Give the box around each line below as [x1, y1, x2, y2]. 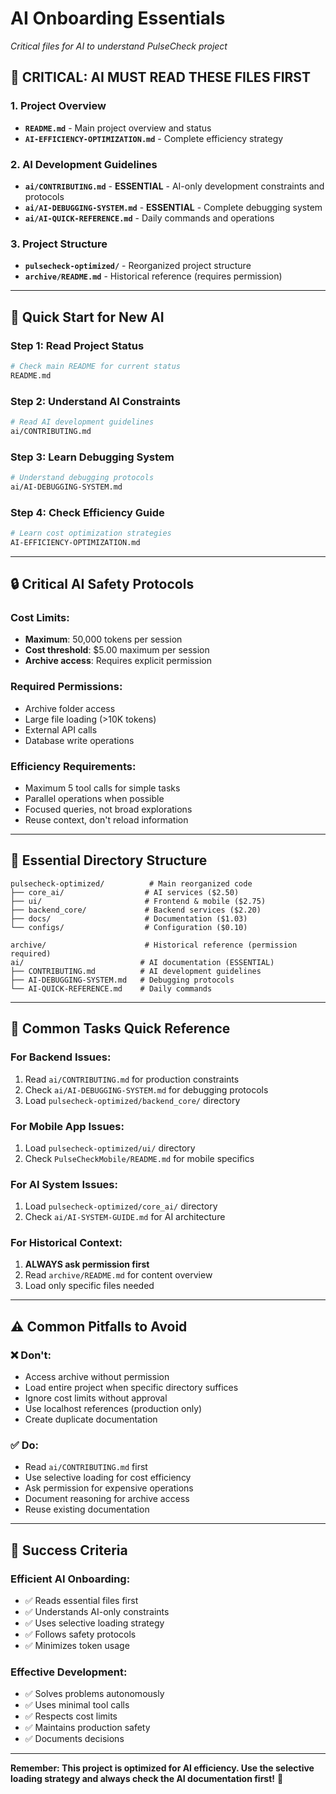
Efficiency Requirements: [10, 759, 137, 773]
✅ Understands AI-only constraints [24, 1606, 170, 1618]
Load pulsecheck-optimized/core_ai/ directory [24, 1200, 218, 1212]
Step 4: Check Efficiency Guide [10, 505, 165, 519]
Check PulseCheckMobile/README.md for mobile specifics [24, 1152, 255, 1164]
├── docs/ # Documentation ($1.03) [10, 913, 248, 924]
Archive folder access [24, 702, 116, 714]
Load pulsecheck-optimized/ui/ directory [24, 1142, 196, 1154]
